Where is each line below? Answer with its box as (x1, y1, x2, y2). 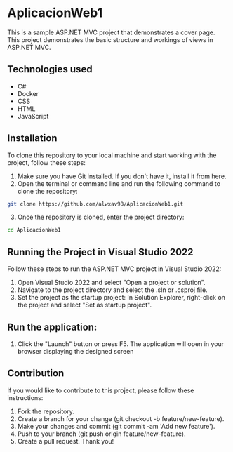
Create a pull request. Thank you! (17, 437, 114, 445)
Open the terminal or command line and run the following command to (17, 179, 221, 187)
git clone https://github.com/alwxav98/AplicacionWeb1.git (7, 200, 184, 208)
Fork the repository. (17, 407, 75, 416)
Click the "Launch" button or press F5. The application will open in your (17, 339, 225, 348)
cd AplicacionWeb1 (7, 227, 61, 234)
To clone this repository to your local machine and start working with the (7, 151, 217, 159)
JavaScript (17, 112, 49, 120)
